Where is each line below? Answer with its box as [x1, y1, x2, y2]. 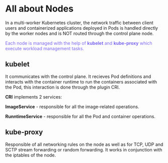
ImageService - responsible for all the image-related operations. [5, 104, 139, 110]
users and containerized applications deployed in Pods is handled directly [5, 25, 158, 31]
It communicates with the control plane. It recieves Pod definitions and [5, 73, 151, 79]
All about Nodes [5, 3, 74, 15]
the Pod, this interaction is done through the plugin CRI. [5, 84, 120, 90]
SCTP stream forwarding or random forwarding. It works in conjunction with [5, 146, 162, 152]
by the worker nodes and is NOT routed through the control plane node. [5, 30, 154, 36]
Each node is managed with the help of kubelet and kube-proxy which [5, 40, 152, 46]
